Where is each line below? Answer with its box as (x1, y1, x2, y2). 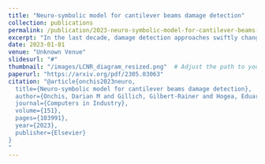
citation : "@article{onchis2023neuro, (8, 77, 136, 85)
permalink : (8, 26, 44, 34)
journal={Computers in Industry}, (15, 99, 129, 107)
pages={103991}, (15, 114, 69, 122)
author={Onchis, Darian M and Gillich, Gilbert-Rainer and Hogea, (15, 92, 238, 100)
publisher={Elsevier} (15, 129, 87, 136)
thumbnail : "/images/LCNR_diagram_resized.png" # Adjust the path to (8, 63, 245, 71)
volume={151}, (15, 107, 62, 115)
